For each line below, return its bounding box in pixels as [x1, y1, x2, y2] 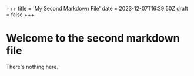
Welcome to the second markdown [6, 32, 180, 45]
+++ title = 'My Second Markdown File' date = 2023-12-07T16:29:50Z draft [6, 5, 188, 12]
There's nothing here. [6, 63, 59, 70]
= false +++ [6, 11, 35, 18]
